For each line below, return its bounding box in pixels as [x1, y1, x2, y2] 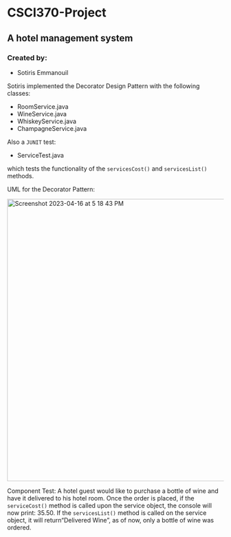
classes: [7, 89, 31, 97]
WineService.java [16, 109, 67, 118]
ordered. [7, 523, 32, 531]
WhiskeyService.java [16, 117, 77, 125]
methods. [7, 171, 34, 180]
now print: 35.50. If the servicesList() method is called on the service [7, 508, 207, 517]
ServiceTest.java [16, 151, 64, 159]
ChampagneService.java [16, 124, 87, 132]
